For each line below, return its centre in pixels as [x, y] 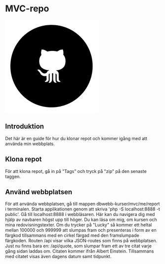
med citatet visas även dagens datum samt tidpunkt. [58, 257]
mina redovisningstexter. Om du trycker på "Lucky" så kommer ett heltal [79, 225]
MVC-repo [27, 9]
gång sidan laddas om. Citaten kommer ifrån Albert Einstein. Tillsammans [80, 251]
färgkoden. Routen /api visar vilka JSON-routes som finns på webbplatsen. [81, 241]
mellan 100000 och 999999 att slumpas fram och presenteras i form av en [81, 230]
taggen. [13, 176]
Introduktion [25, 127]
